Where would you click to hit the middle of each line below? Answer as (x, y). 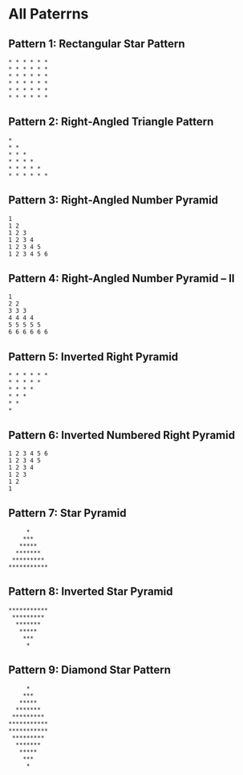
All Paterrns (49, 14)
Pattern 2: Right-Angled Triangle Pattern (111, 122)
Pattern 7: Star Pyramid (67, 513)
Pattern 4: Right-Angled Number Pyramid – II (121, 279)
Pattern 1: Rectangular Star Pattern (97, 44)
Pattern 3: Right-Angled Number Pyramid (113, 201)
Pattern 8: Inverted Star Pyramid (91, 592)
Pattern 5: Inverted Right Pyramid (93, 357)
